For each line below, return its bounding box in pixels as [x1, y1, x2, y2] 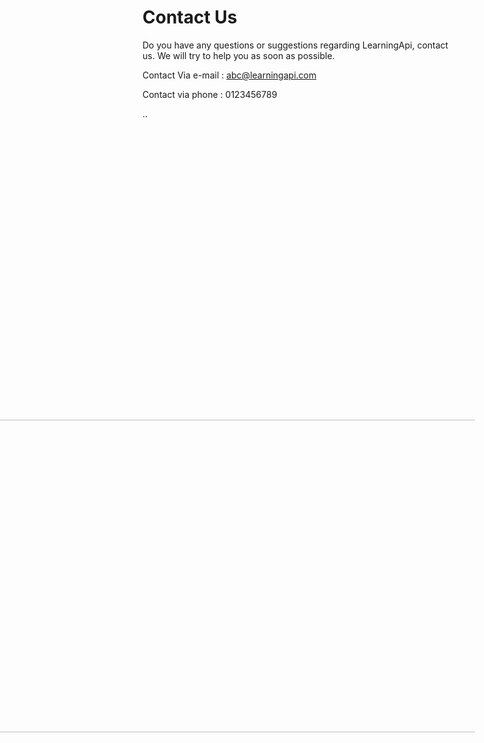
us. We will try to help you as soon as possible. [142, 49, 335, 61]
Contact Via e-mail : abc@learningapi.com [142, 69, 317, 81]
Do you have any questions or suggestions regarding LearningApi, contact [142, 39, 449, 51]
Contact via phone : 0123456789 [142, 88, 278, 100]
